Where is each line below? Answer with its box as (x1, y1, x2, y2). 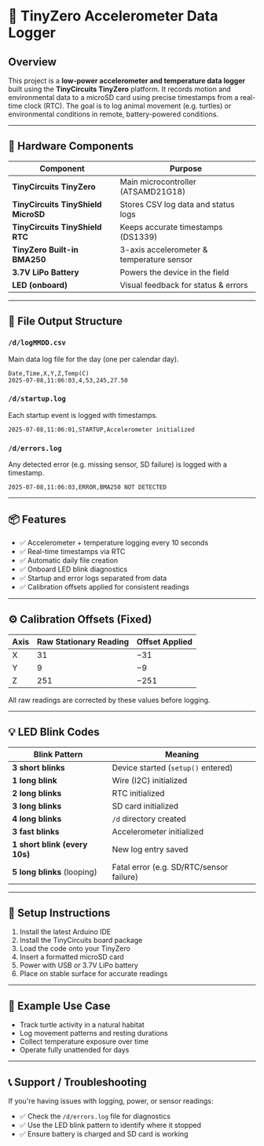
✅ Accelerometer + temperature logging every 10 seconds (19, 538, 209, 547)
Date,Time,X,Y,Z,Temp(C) (8, 369, 90, 377)
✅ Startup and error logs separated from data (19, 573, 167, 582)
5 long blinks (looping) (12, 866, 97, 877)
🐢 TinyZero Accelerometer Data (8, 7, 218, 25)
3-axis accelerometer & (119, 244, 208, 255)
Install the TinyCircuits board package (19, 936, 143, 945)
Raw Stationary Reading (36, 636, 130, 647)
